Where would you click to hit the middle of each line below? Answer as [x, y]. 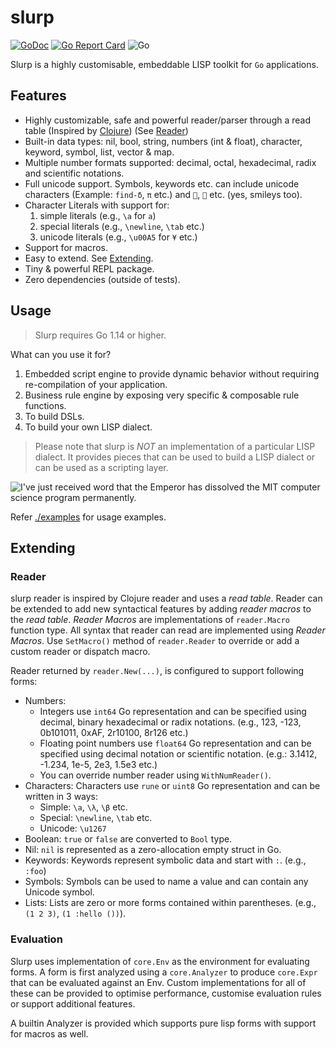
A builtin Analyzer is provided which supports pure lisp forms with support [163, 1023]
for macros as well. [49, 1033]
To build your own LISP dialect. [88, 427]
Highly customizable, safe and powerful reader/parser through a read [168, 120]
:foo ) [35, 871]
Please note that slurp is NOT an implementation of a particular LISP [175, 446]
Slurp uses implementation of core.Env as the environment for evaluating [160, 961]
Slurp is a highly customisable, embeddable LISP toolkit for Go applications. [164, 64]
